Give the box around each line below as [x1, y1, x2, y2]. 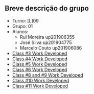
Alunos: [12, 28, 29, 35]
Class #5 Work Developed [12, 61, 67, 67]
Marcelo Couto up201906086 [19, 44, 82, 51]
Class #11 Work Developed [12, 83, 68, 89]
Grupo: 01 [12, 23, 33, 29]
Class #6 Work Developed [12, 66, 67, 73]
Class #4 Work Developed [12, 56, 67, 62]
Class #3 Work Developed [12, 50, 67, 56]
